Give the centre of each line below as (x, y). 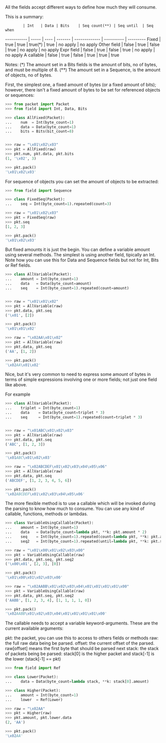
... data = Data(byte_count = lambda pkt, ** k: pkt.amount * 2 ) (76, 532)
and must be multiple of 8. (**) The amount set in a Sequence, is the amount (83, 70)
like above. (16, 385)
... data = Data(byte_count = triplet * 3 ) (55, 413)
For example (18, 394)
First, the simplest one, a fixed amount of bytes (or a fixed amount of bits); (81, 84)
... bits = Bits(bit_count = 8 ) (40, 131)
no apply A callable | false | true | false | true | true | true (62, 55)
